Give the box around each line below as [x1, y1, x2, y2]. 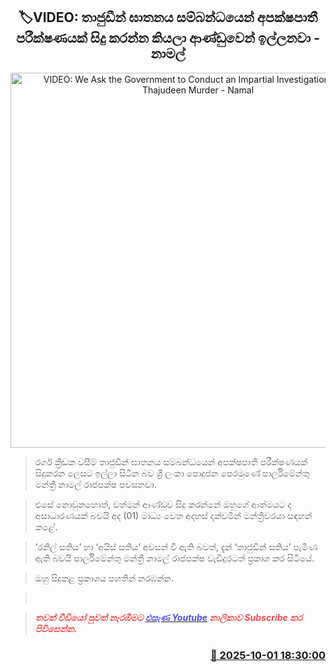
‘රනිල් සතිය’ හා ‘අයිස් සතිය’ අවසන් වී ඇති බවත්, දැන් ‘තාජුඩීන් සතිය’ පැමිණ [34, 540, 318, 553]
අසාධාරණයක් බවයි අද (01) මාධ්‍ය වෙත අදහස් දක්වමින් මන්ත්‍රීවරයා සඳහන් [34, 509, 313, 521]
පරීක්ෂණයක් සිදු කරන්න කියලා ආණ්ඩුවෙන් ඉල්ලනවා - [15, 30, 321, 47]
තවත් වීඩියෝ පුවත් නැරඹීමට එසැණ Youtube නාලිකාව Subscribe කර [34, 611, 303, 623]
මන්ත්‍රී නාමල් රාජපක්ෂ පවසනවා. [34, 478, 157, 490]
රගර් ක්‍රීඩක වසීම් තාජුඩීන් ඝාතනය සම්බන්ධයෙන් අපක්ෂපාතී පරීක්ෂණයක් [34, 455, 308, 468]
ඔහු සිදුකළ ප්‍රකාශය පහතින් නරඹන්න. [34, 572, 174, 584]
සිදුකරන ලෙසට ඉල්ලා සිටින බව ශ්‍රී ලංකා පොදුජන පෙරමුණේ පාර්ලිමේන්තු [34, 467, 310, 479]
